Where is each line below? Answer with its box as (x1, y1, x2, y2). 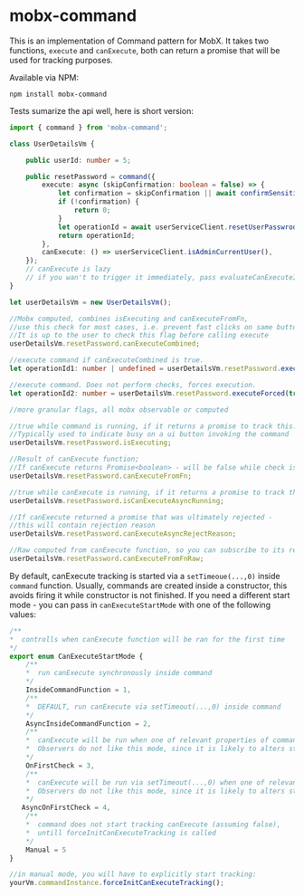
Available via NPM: (9, 71, 80, 82)
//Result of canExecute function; (9, 454, 140, 464)
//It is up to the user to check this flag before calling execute (9, 331, 270, 340)
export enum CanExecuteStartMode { (9, 652, 144, 661)
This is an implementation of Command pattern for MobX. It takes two (9, 35, 270, 46)
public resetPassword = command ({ (25, 172, 156, 181)
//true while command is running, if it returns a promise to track (9, 422, 273, 431)
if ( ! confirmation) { (57, 197, 140, 206)
